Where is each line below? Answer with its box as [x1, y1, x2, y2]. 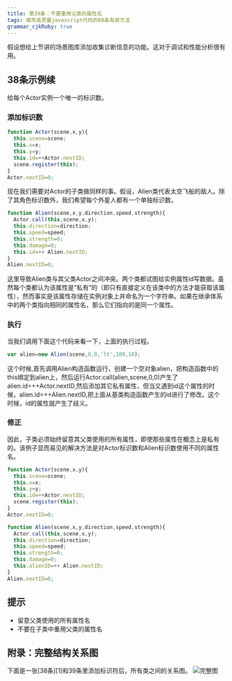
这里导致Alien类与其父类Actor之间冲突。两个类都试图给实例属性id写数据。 [7, 275, 218, 283]
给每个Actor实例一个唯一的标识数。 [7, 94, 108, 102]
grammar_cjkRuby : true [7, 23, 73, 30]
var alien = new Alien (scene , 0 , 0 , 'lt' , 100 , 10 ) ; [7, 351, 141, 358]
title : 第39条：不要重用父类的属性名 [7, 10, 102, 17]
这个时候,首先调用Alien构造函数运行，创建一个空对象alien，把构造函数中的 [7, 364, 219, 372]
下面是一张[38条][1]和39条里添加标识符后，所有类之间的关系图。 [7, 666, 192, 675]
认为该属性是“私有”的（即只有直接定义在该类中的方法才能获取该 [37, 284, 220, 292]
